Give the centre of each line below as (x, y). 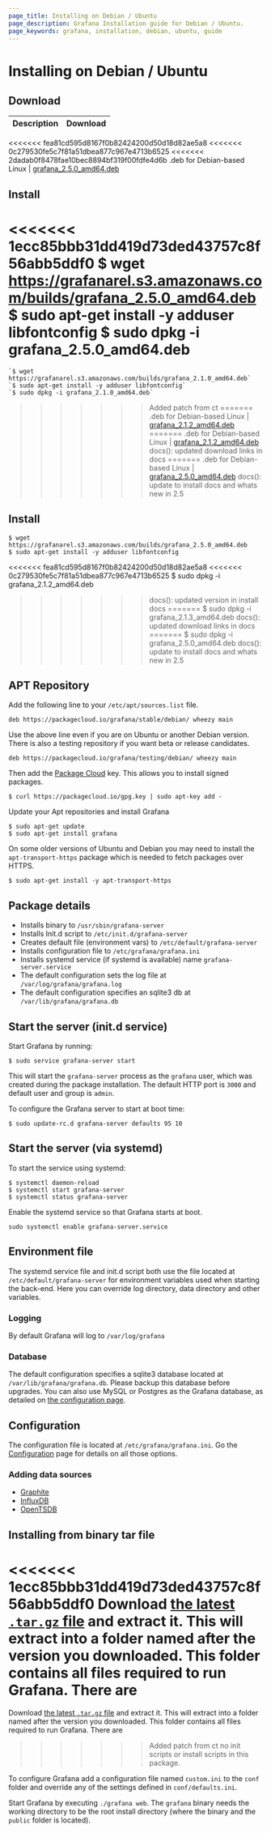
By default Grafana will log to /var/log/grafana (87, 1335)
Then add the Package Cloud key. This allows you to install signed (119, 774)
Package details (49, 905)
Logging (25, 1318)
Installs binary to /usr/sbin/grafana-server (92, 925)
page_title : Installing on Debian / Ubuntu (83, 16)
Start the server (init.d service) (88, 1027)
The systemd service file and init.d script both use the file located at (122, 1271)
